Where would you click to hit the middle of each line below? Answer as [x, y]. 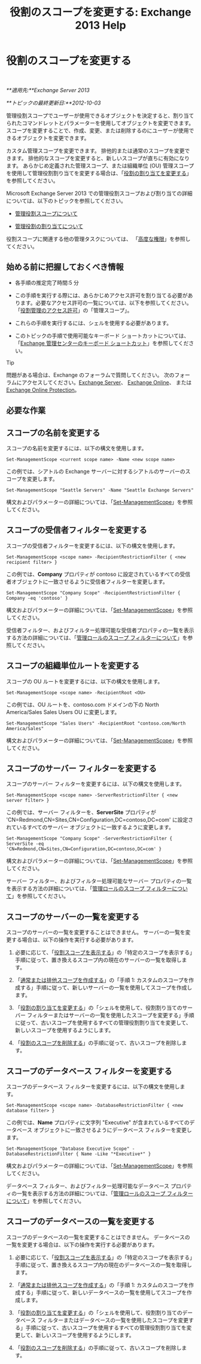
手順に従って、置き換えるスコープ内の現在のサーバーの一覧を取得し [98, 960]
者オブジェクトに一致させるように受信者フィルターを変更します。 [87, 581]
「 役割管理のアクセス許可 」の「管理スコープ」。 [74, 310]
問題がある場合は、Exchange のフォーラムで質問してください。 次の [90, 375]
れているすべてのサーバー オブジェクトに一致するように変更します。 [90, 827]
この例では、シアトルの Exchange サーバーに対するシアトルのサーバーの [96, 471]
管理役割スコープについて [46, 213]
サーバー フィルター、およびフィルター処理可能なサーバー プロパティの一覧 [99, 881]
